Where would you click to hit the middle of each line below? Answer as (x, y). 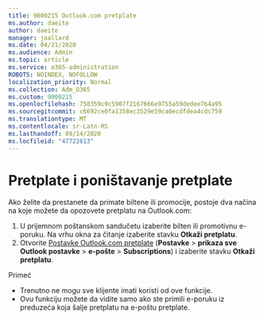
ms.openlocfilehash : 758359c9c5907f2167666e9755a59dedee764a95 (115, 104)
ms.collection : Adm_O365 (49, 89)
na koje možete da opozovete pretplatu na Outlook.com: (100, 210)
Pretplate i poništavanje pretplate (120, 180)
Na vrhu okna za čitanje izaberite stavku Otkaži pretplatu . (142, 234)
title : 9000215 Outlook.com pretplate (72, 15)
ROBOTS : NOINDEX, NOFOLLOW (53, 75)
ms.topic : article (39, 60)
